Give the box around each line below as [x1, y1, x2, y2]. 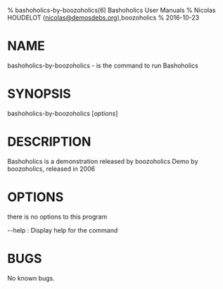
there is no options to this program [7, 212, 108, 221]
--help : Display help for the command [7, 226, 118, 234]
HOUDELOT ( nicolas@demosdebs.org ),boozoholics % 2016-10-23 [7, 13, 200, 22]
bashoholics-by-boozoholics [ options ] [7, 109, 118, 117]
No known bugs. [7, 274, 55, 282]
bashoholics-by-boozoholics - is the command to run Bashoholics [7, 61, 198, 70]
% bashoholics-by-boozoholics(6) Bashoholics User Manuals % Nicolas [7, 6, 216, 14]
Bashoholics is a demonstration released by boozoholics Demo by [7, 157, 198, 165]
